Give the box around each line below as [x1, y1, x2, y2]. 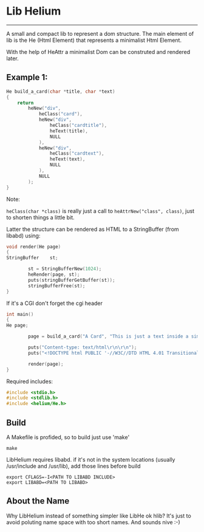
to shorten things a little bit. [6, 214, 75, 221]
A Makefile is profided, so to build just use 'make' [6, 433, 130, 441]
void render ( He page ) [6, 244, 61, 250]
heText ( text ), [49, 156, 86, 162]
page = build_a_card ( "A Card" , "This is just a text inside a [28, 333, 189, 339]
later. [6, 55, 19, 62]
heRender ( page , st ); [28, 271, 80, 278]
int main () [6, 311, 34, 317]
